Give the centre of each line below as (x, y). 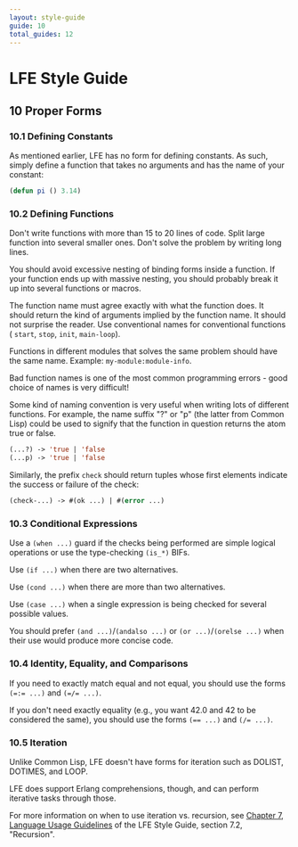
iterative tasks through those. (63, 798)
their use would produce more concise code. (91, 641)
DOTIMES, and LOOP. (49, 771)
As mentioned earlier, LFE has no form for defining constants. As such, (139, 156)
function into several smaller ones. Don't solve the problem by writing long (145, 243)
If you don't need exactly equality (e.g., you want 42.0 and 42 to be (133, 710)
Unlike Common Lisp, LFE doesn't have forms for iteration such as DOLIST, (146, 761)
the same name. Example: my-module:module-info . (101, 361)
